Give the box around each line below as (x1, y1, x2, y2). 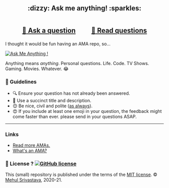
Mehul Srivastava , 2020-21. (5, 177, 62, 183)
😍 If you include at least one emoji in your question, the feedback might (12, 108, 162, 114)
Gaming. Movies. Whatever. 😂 (5, 66, 69, 72)
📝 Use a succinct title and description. (12, 97, 92, 103)
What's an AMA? (12, 147, 47, 153)
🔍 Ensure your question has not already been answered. (12, 90, 130, 96)
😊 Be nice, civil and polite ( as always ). (12, 103, 93, 109)
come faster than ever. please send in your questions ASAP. (12, 113, 137, 119)
